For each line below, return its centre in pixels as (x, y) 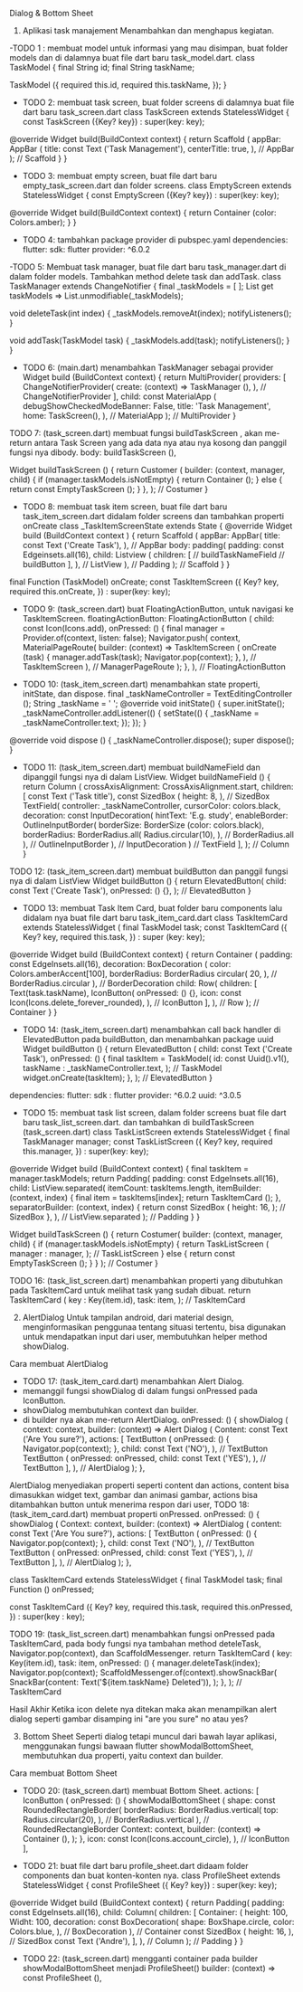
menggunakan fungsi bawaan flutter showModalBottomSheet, (138, 1746)
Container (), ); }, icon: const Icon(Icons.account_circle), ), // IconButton (156, 1839)
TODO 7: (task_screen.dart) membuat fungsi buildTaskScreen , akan (136, 433)
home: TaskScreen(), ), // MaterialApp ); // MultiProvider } (129, 416)
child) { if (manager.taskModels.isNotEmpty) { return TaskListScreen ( (139, 1244)
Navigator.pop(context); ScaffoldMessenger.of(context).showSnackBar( (143, 1672)
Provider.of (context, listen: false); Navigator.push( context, (132, 638)
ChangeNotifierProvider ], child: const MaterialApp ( (119, 396)
